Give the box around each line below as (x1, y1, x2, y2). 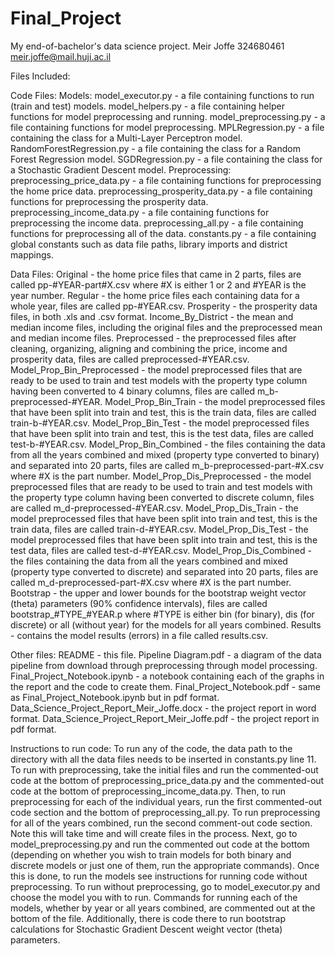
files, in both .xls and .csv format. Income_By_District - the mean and (10, 310, 294, 322)
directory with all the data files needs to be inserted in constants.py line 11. (10, 753, 317, 765)
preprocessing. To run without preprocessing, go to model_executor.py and (10, 880, 321, 892)
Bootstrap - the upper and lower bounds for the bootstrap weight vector (10, 587, 307, 599)
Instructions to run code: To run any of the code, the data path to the (10, 742, 293, 754)
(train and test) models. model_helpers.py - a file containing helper (10, 100, 285, 112)
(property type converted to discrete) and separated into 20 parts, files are (10, 565, 319, 577)
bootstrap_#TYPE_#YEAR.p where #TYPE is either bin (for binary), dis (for (10, 608, 315, 620)
